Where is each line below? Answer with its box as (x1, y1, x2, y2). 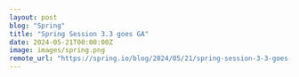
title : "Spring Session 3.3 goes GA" (9, 29, 149, 38)
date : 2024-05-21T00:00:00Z (9, 37, 114, 47)
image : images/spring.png (9, 46, 105, 55)
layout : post (9, 12, 58, 22)
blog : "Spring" (9, 21, 66, 30)
